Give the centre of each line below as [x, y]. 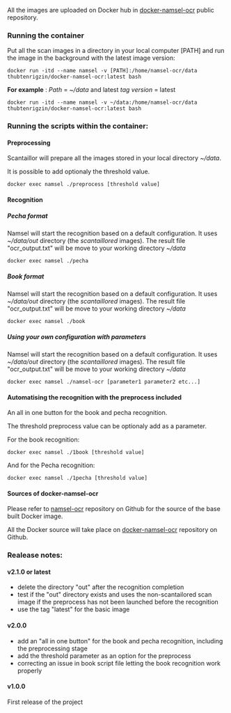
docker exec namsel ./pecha [48, 260]
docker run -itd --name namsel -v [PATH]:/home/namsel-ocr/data [102, 71]
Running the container [46, 36]
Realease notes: [35, 555]
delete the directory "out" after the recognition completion [101, 587]
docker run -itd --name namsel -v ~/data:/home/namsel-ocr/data [102, 103]
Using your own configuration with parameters [77, 336]
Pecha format [27, 216]
